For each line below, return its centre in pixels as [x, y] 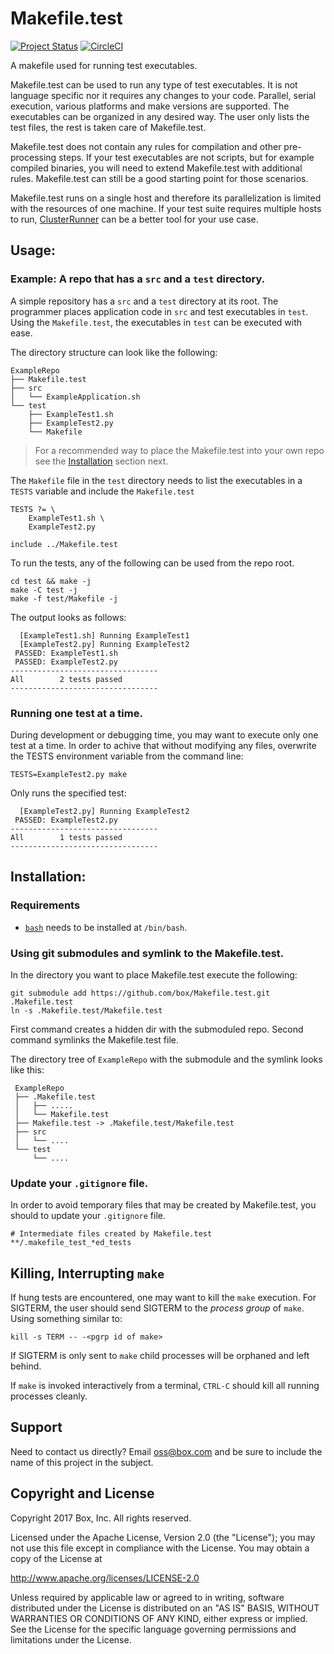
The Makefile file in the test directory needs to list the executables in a [156, 480]
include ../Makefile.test [64, 544]
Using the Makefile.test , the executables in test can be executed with [156, 322]
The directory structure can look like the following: [114, 352]
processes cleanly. [49, 1396]
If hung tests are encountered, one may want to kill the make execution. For [163, 1298]
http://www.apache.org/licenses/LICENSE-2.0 [105, 1578]
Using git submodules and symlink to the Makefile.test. [147, 953]
